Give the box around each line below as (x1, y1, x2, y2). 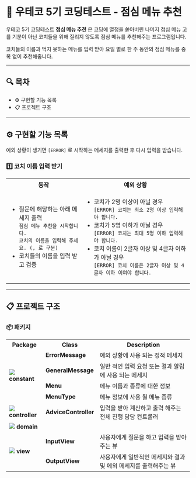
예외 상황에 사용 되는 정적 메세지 (99, 351, 183, 359)
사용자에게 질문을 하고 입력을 (99, 433, 175, 441)
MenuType (45, 393, 76, 401)
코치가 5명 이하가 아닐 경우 (93, 221, 163, 229)
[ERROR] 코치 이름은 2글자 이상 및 (93, 262, 179, 269)
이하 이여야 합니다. (106, 269, 152, 276)
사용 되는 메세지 (107, 371, 148, 379)
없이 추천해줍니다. (12, 53, 53, 60)
